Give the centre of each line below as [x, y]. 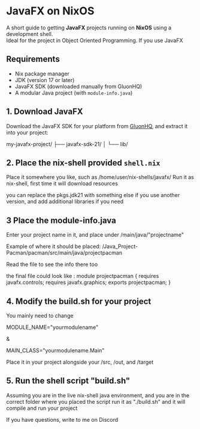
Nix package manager [42, 74]
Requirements [33, 59]
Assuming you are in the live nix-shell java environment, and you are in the [98, 395]
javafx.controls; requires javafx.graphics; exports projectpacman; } [89, 282]
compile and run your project [42, 408]
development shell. [30, 34]
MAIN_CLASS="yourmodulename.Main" [55, 351]
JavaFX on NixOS [50, 11]
